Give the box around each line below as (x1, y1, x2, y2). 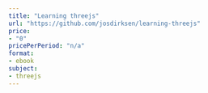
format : (8, 49, 35, 57)
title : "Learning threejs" (8, 11, 100, 20)
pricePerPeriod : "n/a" (8, 42, 85, 50)
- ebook (8, 57, 35, 66)
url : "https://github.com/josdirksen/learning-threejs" (8, 19, 201, 27)
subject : (8, 65, 38, 73)
